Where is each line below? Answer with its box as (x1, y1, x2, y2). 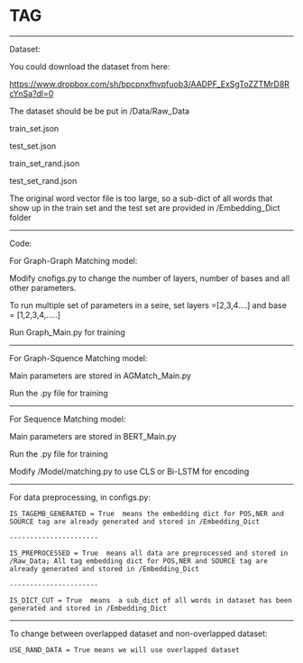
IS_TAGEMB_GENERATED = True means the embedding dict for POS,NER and (9, 509, 284, 518)
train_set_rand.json (9, 158, 80, 168)
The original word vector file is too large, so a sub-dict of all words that (9, 193, 273, 204)
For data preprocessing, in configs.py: (9, 492, 151, 503)
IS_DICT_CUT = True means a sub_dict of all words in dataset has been (9, 595, 293, 604)
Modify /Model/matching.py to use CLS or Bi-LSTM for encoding (9, 466, 250, 477)
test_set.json (9, 141, 57, 151)
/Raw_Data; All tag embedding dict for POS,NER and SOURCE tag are (9, 556, 269, 566)
